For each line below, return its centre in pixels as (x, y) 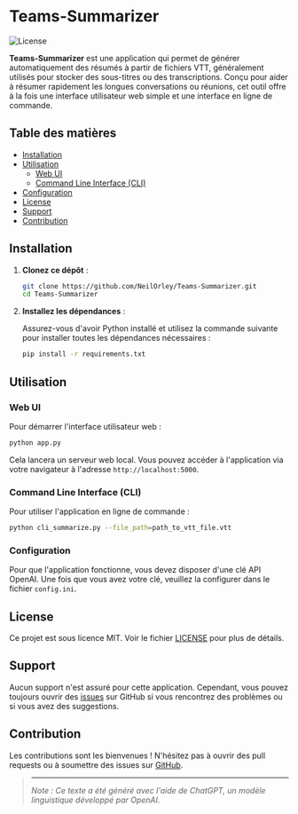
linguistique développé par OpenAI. (95, 800)
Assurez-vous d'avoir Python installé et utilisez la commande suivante (150, 328)
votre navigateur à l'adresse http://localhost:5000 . (104, 469)
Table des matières (63, 134)
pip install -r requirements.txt (84, 354)
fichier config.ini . (43, 589)
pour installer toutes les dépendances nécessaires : (116, 338)
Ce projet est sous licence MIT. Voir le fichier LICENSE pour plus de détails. (147, 638)
